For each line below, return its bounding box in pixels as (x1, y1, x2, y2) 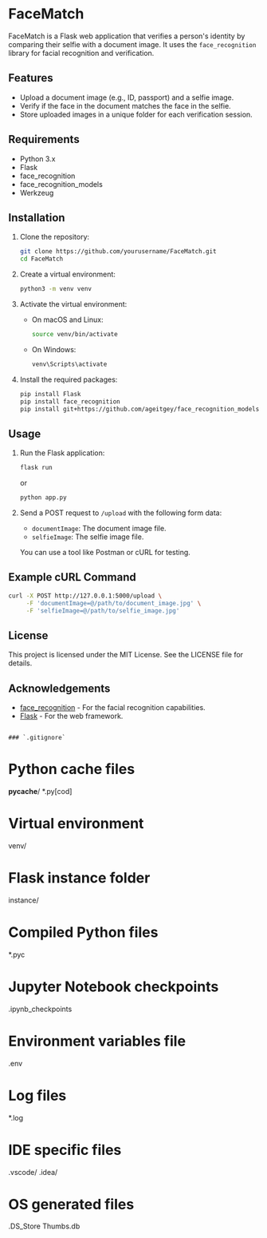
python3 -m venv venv (19, 285, 92, 293)
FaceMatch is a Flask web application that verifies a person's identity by (8, 31, 245, 41)
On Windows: (31, 344, 77, 354)
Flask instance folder (8, 869, 151, 887)
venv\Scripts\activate (31, 360, 108, 368)
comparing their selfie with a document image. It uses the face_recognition (8, 39, 257, 49)
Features (8, 71, 53, 85)
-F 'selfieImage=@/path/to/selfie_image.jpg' (26, 606, 180, 615)
